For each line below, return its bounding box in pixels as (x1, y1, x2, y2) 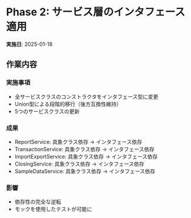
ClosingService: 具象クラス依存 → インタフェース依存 (14, 160, 145, 167)
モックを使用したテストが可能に (14, 206, 92, 213)
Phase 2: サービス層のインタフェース (6, 5, 186, 19)
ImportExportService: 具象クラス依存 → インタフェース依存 (14, 153, 158, 160)
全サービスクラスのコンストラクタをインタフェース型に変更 (14, 93, 159, 100)
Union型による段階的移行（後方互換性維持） (14, 100, 122, 108)
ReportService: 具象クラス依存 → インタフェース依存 (14, 138, 143, 145)
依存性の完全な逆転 (14, 198, 62, 206)
